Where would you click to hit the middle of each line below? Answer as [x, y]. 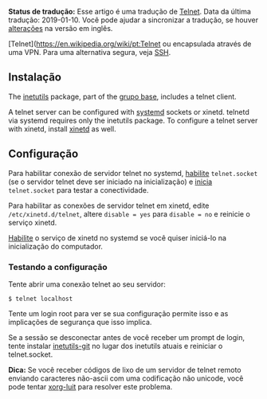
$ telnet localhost [41, 299]
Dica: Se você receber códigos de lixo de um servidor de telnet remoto [125, 370]
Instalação [35, 78]
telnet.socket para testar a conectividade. [79, 190]
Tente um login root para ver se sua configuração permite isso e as [118, 313]
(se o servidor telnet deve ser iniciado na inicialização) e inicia [110, 182]
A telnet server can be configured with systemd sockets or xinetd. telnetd [129, 111]
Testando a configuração [58, 267]
